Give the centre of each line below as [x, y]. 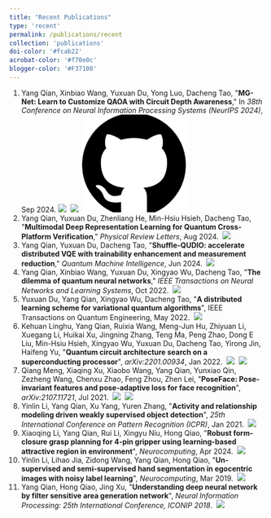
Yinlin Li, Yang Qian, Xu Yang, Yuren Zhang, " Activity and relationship [139, 406]
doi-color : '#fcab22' [46, 52]
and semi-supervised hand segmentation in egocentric [157, 468]
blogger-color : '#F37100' [53, 69]
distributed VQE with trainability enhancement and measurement [133, 253]
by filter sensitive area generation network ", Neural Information [130, 495]
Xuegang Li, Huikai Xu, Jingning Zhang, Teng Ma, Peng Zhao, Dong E [137, 335]
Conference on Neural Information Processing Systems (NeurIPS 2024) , [142, 110]
